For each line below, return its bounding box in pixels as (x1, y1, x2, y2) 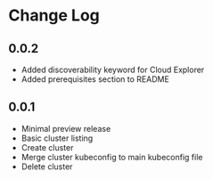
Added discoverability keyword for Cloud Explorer (20, 64, 205, 75)
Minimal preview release (20, 123, 111, 134)
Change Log (8, 5, 100, 26)
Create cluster (20, 142, 74, 152)
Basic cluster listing (20, 133, 94, 143)
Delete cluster (20, 161, 73, 172)
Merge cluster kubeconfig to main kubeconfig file (20, 151, 203, 162)
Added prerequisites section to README (20, 74, 170, 85)
